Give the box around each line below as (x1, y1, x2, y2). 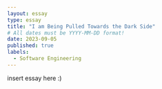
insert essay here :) (7, 74, 62, 82)
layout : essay (7, 10, 48, 17)
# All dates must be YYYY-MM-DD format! (7, 29, 125, 37)
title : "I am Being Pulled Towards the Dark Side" (7, 23, 156, 30)
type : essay (7, 17, 41, 23)
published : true (7, 42, 54, 49)
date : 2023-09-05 (7, 36, 57, 43)
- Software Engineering (13, 55, 81, 62)
